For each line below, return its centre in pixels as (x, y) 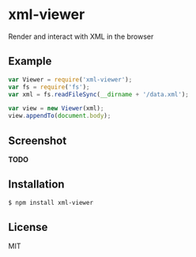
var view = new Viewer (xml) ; (56, 108)
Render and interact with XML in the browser (81, 36)
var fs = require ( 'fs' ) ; (49, 87)
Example (30, 61)
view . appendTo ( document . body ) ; (60, 116)
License (28, 227)
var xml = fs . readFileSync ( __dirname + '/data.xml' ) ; (99, 94)
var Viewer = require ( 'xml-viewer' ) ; (70, 79)
